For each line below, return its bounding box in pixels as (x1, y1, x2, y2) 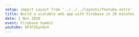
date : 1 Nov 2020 (5, 16, 41, 21)
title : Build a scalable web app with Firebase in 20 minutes (5, 12, 135, 16)
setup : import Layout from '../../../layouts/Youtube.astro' (5, 7, 133, 12)
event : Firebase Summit (5, 20, 54, 25)
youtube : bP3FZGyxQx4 (5, 25, 49, 30)
